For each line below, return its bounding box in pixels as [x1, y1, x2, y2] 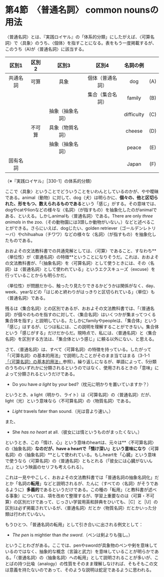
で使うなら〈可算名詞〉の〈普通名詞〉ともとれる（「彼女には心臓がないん [5, 457, 153, 463]
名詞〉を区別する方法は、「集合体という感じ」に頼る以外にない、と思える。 [5, 336, 157, 342]
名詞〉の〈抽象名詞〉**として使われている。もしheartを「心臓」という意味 [5, 452, 156, 457]
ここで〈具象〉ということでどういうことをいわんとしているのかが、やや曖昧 [5, 188, 159, 194]
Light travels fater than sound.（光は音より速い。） [12, 408, 113, 414]
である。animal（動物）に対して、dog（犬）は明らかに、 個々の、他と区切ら [5, 194, 158, 200]
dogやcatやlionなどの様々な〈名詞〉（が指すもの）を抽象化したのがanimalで [5, 207, 157, 213]
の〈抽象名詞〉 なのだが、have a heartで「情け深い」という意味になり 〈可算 [5, 445, 159, 451]
